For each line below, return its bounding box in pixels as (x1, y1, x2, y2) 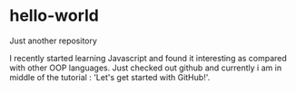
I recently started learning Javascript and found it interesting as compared (9, 52, 288, 63)
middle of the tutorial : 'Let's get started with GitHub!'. (9, 71, 211, 82)
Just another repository (9, 35, 98, 46)
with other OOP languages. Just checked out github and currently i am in (9, 62, 282, 73)
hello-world (9, 5, 100, 26)
